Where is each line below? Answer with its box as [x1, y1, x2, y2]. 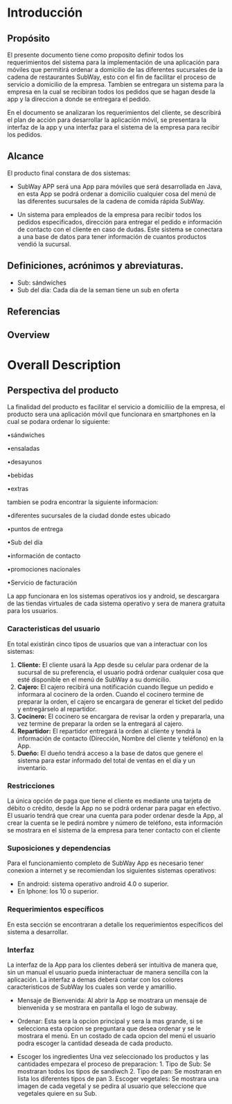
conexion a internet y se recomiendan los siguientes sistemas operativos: [7, 866, 217, 875]
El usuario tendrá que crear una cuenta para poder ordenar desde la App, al [7, 812, 224, 819]
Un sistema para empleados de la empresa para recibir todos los [17, 210, 202, 219]
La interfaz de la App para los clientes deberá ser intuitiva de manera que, [7, 961, 218, 969]
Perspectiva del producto [7, 384, 119, 396]
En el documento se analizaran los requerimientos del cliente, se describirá [7, 109, 222, 116]
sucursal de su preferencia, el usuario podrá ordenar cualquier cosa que [17, 668, 224, 676]
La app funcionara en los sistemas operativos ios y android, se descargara [7, 592, 220, 600]
